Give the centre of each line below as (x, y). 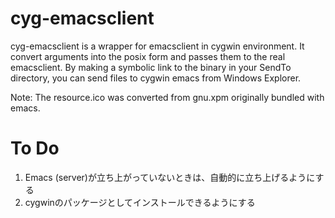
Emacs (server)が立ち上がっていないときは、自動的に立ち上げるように (170, 177)
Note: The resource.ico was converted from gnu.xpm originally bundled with (167, 97)
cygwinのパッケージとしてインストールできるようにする (140, 202)
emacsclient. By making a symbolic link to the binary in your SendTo (151, 67)
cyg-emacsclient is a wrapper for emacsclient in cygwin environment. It (157, 46)
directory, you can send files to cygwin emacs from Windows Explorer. (156, 78)
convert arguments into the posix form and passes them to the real (148, 56)
